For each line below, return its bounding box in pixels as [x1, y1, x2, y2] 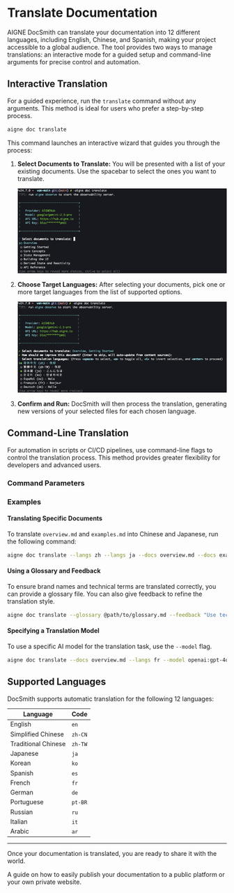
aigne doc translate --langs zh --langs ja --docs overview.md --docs [7, 551, 217, 559]
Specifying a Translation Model [7, 627, 100, 635]
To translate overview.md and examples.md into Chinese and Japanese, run [7, 529, 219, 538]
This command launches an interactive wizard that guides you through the [7, 138, 221, 147]
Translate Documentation [7, 5, 158, 21]
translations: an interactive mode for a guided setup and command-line [7, 50, 211, 59]
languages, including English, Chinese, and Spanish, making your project [7, 35, 217, 43]
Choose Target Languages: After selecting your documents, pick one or [17, 280, 226, 288]
